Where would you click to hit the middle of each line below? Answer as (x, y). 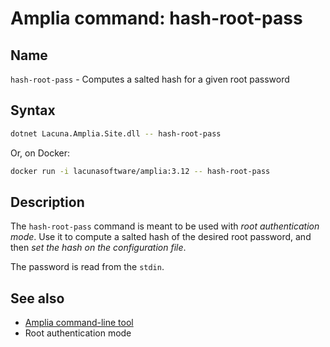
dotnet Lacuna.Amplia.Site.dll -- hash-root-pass (116, 133)
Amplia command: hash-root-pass (156, 18)
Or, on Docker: (40, 153)
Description (47, 202)
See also (37, 298)
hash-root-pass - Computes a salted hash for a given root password (150, 79)
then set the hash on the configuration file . (98, 248)
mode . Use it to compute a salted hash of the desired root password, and (161, 237)
